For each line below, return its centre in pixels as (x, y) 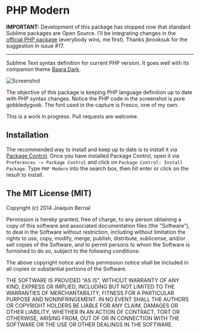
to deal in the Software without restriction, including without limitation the (96, 232)
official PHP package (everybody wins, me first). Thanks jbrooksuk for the (97, 39)
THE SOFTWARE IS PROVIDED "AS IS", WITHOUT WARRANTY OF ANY (93, 280)
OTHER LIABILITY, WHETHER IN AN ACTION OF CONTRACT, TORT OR (93, 312)
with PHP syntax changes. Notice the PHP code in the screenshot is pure (96, 98)
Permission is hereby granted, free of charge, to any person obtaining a (94, 219)
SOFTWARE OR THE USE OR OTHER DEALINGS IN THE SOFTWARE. (90, 324)
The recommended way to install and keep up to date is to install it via (92, 149)
